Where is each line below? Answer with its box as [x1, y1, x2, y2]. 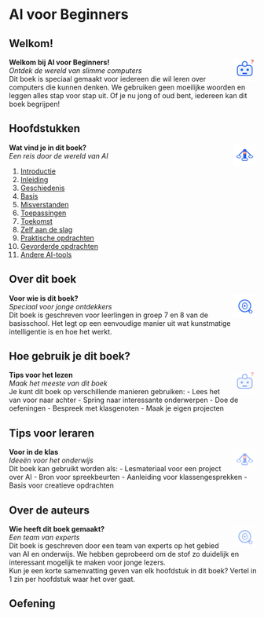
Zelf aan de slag [20, 225, 73, 234]
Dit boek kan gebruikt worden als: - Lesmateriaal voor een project [9, 464, 222, 474]
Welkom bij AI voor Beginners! [9, 57, 110, 67]
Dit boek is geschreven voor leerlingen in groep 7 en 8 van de [9, 310, 209, 320]
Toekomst [20, 216, 53, 225]
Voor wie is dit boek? [9, 293, 79, 303]
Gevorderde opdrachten [20, 241, 99, 250]
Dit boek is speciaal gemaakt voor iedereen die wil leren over [9, 75, 207, 83]
